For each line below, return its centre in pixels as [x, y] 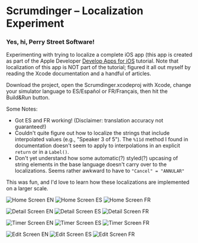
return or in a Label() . [42, 152]
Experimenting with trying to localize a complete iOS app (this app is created [99, 55]
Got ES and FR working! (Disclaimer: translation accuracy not [89, 121]
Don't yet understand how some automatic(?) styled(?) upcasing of [96, 158]
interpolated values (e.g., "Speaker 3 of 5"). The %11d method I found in [101, 140]
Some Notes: [22, 109]
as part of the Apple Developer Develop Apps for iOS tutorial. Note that [92, 61]
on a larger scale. [27, 189]
